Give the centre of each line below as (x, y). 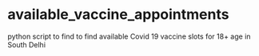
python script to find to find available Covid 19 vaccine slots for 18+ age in (129, 36)
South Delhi (26, 44)
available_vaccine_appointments (118, 15)
